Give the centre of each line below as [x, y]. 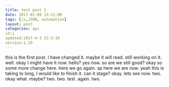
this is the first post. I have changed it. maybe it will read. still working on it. [83, 57]
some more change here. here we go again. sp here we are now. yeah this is [85, 68]
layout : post [19, 24]
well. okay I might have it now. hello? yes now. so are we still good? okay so [84, 62]
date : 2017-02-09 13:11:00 [34, 15]
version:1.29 [19, 43]
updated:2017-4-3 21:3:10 [32, 38]
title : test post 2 [26, 10]
